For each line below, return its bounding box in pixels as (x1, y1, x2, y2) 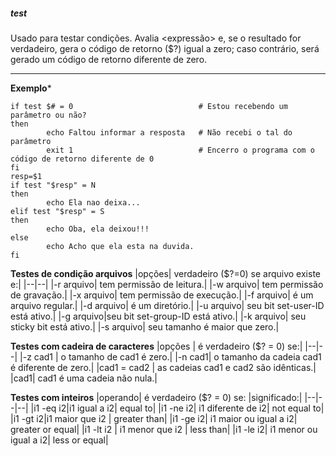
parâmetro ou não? (10, 110, 87, 120)
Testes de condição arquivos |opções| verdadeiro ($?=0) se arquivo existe (10, 267, 321, 279)
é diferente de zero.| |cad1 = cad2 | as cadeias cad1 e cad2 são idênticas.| (10, 361, 317, 373)
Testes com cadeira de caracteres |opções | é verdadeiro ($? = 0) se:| (10, 340, 303, 352)
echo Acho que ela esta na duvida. (46, 241, 195, 251)
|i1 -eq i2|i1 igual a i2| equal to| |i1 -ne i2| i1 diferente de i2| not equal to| (30, 402, 325, 414)
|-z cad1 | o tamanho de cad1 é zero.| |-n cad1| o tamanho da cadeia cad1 (19, 350, 322, 363)
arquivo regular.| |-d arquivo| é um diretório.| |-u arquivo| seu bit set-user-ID (10, 299, 325, 311)
